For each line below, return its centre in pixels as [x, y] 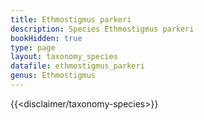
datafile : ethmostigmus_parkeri [77, 66]
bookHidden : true [46, 38]
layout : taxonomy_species [64, 57]
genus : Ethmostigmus [53, 76]
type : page [33, 47]
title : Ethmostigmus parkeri [71, 19]
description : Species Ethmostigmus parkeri [102, 29]
